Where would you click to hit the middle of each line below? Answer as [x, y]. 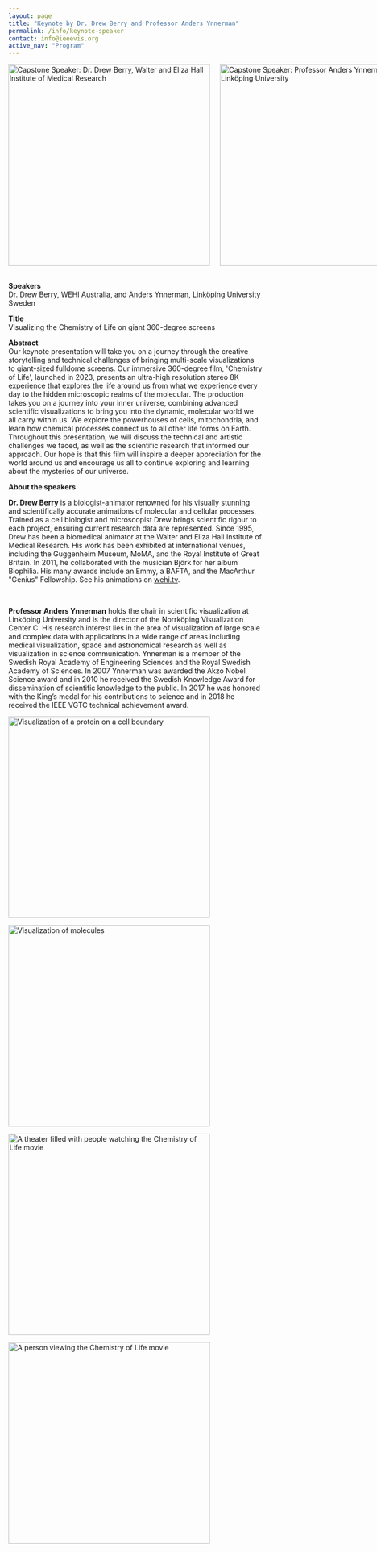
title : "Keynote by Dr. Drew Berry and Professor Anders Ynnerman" [124, 23]
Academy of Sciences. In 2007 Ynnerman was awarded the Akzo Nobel [127, 671]
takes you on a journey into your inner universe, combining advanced [123, 403]
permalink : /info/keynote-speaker [66, 31]
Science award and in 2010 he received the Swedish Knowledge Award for [132, 680]
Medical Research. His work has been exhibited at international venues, [127, 546]
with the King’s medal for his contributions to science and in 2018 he [122, 697]
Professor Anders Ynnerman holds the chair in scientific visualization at [129, 611]
